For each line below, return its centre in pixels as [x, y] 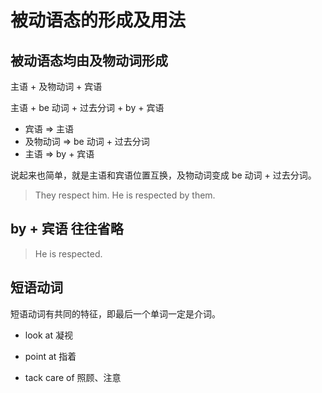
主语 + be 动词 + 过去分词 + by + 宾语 [87, 107]
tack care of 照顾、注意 [73, 377]
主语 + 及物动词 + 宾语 [56, 86]
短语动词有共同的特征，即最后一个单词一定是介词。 [115, 313]
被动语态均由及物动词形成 [89, 60]
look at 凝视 [48, 335]
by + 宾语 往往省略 [67, 229]
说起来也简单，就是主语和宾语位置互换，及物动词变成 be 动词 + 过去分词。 [163, 175]
